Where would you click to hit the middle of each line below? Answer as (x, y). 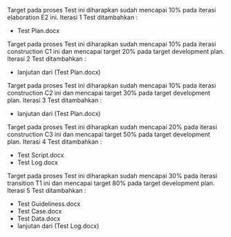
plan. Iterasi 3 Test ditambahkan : (55, 100)
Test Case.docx (39, 211)
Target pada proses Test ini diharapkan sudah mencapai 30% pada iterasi (112, 176)
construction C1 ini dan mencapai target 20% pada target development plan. (116, 51)
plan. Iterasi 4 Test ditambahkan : (55, 142)
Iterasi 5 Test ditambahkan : (47, 190)
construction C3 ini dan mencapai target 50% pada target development (109, 134)
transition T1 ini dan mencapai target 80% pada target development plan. (111, 183)
